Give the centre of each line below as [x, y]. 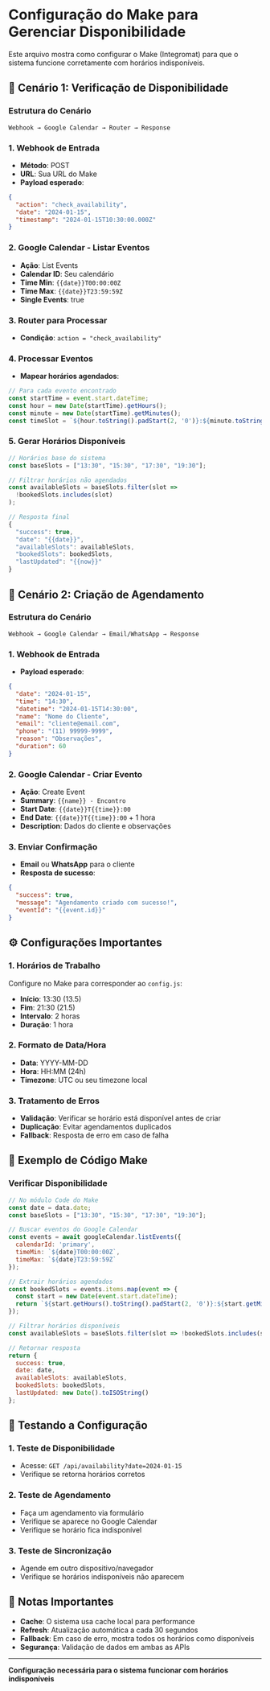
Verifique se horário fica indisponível [81, 1529]
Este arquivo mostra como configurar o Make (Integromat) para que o [123, 54]
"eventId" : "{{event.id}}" [61, 911]
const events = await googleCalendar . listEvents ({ [95, 1237]
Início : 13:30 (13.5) [51, 998]
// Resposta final [39, 517]
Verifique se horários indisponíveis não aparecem [102, 1577]
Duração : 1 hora [47, 1024]
